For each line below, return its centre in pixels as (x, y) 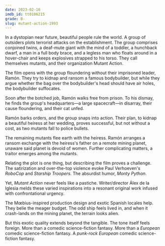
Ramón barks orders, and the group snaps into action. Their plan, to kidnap (81, 118)
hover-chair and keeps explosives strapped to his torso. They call (71, 58)
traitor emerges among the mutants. (41, 154)
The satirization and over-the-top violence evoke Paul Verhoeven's (73, 168)
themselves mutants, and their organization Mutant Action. (64, 63)
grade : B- (15, 19)
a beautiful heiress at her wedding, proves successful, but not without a (78, 123)
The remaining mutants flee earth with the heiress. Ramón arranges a (75, 138)
